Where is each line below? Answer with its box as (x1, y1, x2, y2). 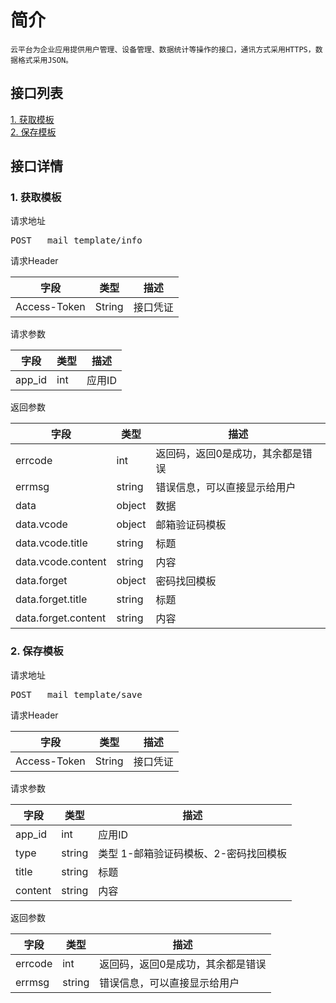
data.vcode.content (15, 555, 107, 569)
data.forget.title (15, 592, 88, 606)
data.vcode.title (15, 536, 88, 550)
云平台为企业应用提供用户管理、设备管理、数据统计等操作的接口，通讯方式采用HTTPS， (10, 44, 316, 55)
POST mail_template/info (10, 235, 143, 246)
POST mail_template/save (10, 689, 143, 700)
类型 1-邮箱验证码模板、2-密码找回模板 (98, 846, 288, 860)
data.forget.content (15, 611, 107, 625)
